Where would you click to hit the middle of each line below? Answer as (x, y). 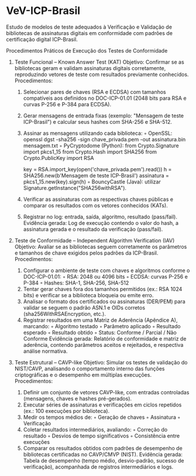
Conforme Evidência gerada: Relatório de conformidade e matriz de (105, 338)
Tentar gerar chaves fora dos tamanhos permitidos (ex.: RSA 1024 (103, 289)
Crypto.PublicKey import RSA (59, 158)
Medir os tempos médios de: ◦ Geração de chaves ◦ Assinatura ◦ (102, 417)
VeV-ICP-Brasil (43, 11)
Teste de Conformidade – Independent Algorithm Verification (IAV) (94, 240)
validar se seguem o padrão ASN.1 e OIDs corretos (84, 307)
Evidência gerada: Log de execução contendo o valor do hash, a (101, 223)
